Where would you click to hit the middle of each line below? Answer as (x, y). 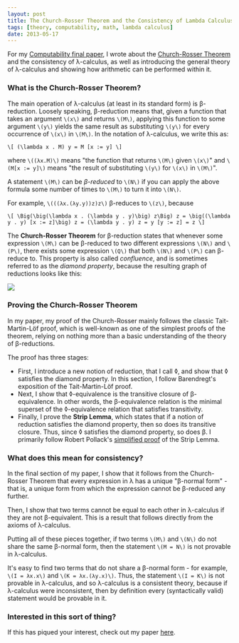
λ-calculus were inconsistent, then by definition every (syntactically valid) (116, 591)
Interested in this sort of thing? (62, 617)
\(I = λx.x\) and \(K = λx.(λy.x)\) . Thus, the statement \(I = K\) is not (116, 576)
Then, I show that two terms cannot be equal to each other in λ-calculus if (116, 510)
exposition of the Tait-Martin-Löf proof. (75, 386)
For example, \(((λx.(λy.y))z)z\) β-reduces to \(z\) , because (101, 203)
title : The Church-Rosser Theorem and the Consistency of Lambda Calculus (121, 21)
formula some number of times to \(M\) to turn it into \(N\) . (94, 189)
